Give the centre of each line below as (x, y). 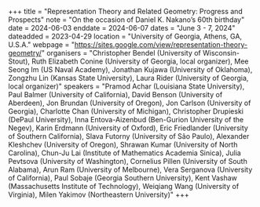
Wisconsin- (221, 53)
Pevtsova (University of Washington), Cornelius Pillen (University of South (128, 161)
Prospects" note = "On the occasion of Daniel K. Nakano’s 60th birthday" (126, 20)
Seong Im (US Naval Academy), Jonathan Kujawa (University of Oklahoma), (130, 69)
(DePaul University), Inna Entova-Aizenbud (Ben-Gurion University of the (126, 120)
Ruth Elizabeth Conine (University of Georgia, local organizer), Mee (140, 61)
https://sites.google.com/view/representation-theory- (161, 45)
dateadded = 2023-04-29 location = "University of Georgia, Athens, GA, (125, 36)
